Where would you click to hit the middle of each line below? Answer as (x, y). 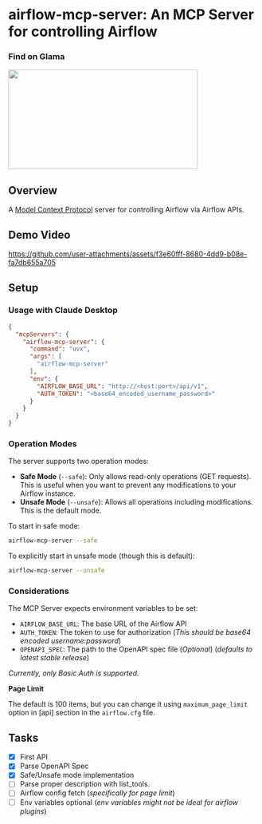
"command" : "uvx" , (60, 349)
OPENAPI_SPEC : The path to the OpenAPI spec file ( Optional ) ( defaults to (136, 649)
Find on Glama (37, 57)
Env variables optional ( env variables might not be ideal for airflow (129, 802)
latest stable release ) (55, 658)
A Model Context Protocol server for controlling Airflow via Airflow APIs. (126, 210)
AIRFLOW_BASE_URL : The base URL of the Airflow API (103, 624)
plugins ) (33, 811)
